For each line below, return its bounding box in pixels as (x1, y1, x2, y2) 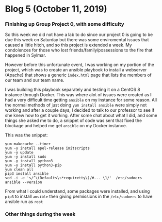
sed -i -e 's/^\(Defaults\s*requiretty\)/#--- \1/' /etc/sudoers (5, 176, 142, 181)
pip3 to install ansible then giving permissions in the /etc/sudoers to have (5, 193, 153, 200)
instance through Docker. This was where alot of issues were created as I (5, 92, 152, 98)
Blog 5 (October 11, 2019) (5, 3, 108, 15)
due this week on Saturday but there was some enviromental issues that (5, 37, 149, 43)
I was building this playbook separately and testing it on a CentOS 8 (5, 86, 141, 93)
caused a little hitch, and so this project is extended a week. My (5, 42, 132, 48)
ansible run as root (5, 199, 43, 205)
